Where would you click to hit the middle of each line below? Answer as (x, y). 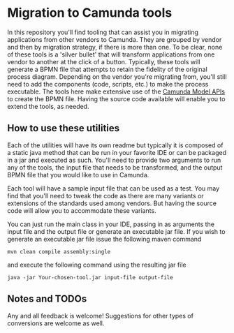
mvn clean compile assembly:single (59, 252)
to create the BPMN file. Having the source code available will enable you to (116, 98)
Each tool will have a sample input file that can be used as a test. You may (114, 188)
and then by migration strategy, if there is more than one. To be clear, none (115, 47)
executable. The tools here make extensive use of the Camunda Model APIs (116, 91)
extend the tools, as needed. (48, 106)
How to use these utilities (64, 128)
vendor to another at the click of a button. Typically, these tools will (104, 61)
